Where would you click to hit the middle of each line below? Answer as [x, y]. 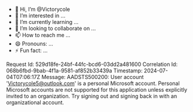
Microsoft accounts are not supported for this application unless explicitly [97, 90]
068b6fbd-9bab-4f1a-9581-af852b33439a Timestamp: [74, 71]
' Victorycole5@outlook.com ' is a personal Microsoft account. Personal [93, 83]
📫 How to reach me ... [42, 35]
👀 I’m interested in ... [40, 16]
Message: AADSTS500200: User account [93, 77]
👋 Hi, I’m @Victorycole [42, 9]
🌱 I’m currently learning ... [47, 22]
